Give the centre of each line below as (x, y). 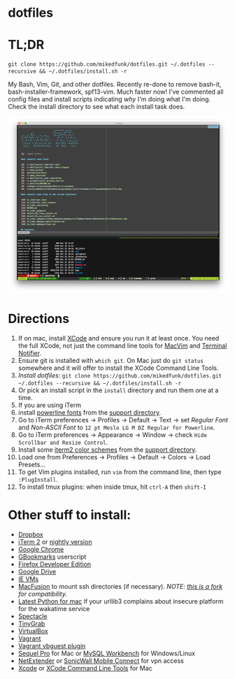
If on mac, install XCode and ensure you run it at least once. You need (119, 338)
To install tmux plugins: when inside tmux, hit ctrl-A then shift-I (112, 487)
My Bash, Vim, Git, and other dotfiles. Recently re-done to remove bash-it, (115, 85)
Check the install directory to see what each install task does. (97, 107)
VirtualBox (33, 631)
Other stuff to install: (70, 515)
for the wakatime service (54, 609)
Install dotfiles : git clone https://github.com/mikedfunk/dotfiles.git (120, 376)
